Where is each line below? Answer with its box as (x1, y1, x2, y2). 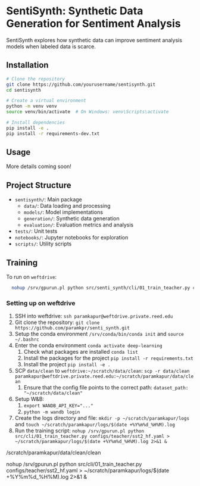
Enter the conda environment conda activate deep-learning (14, 342, 162, 349)
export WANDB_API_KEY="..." (23, 403, 93, 409)
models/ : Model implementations (23, 208, 103, 216)
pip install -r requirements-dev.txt (6, 130, 100, 136)
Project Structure (6, 180, 71, 190)
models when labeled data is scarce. (6, 43, 96, 50)
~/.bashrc (14, 337, 40, 343)
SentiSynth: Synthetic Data (6, 4, 143, 18)
